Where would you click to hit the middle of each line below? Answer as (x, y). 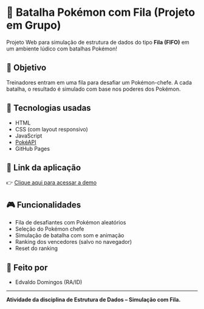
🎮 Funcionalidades (44, 205)
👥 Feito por (27, 267)
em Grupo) (34, 25)
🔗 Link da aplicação (44, 168)
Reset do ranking (36, 248)
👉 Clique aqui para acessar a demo (52, 182)
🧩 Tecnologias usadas (49, 108)
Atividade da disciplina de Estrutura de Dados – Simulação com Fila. (93, 300)
